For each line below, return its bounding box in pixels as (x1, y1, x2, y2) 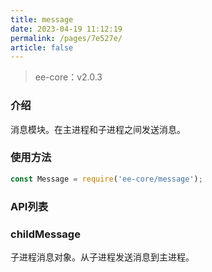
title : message (10, 14, 74, 25)
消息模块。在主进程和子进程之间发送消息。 (10, 123, 186, 135)
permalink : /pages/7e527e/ (10, 33, 123, 43)
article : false (10, 42, 74, 53)
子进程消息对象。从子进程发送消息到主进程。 (10, 251, 195, 263)
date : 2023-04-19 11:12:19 (10, 24, 123, 34)
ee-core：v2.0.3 (34, 71, 103, 83)
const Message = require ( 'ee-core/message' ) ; (10, 174, 203, 184)
